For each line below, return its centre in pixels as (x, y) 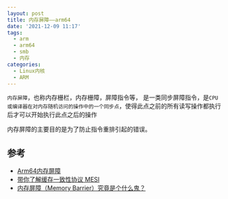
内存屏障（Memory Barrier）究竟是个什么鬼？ (81, 188)
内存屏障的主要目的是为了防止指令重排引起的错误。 (79, 129)
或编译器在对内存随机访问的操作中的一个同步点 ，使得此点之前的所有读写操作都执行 (114, 106)
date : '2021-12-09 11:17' (44, 26)
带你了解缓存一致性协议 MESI (58, 180)
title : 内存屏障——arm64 (39, 20)
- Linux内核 (29, 71)
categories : (24, 65)
